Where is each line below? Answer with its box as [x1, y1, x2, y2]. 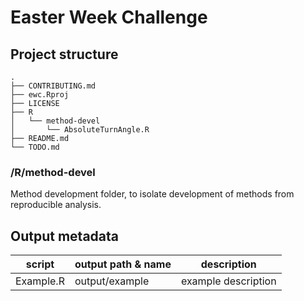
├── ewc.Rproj [10, 90, 70, 100]
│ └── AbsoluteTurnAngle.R [10, 125, 150, 135]
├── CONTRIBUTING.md [10, 81, 97, 91]
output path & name [74, 257, 172, 271]
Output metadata [10, 227, 119, 245]
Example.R [15, 274, 65, 288]
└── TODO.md [10, 142, 60, 152]
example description [180, 274, 277, 288]
